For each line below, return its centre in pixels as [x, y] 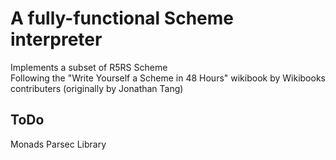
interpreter [56, 39]
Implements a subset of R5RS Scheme [89, 67]
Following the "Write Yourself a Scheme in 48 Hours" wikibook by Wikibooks [168, 78]
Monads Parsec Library [58, 144]
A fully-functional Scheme [122, 18]
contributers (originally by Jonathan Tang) [97, 88]
